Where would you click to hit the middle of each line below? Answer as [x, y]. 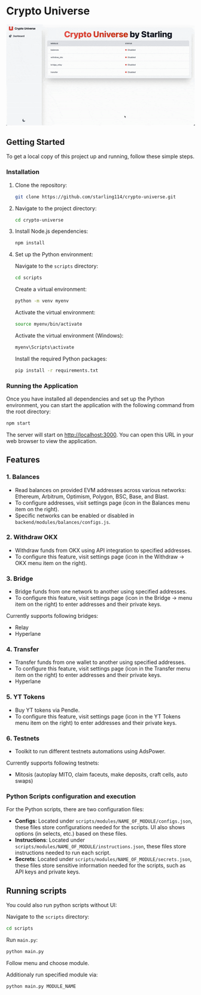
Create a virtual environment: [51, 289]
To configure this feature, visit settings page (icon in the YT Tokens [98, 716]
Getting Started [36, 142]
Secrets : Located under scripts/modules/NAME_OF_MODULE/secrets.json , [103, 859]
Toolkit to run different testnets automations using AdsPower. [90, 751]
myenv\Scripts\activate [45, 347]
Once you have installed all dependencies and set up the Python [86, 399]
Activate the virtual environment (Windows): [69, 335]
